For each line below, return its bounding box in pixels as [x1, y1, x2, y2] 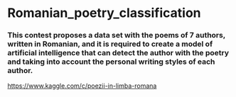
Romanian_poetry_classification [7, 5, 201, 21]
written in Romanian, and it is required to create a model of [7, 39, 213, 49]
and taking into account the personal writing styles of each [7, 57, 215, 67]
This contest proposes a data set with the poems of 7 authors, [7, 30, 226, 40]
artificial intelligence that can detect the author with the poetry [7, 48, 230, 58]
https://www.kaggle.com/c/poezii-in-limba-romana [7, 81, 157, 90]
